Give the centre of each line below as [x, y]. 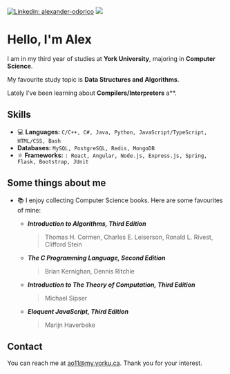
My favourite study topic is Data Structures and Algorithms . [93, 79]
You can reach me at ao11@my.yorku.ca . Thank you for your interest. [105, 363]
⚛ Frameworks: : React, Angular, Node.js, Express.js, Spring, [112, 155]
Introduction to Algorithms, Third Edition [87, 223]
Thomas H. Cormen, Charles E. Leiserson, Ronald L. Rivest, [129, 237]
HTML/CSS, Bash [39, 141]
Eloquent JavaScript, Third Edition [78, 311]
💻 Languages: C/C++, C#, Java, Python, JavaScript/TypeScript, [112, 132]
